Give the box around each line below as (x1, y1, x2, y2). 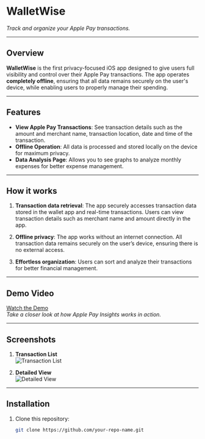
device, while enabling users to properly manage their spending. (6, 84, 168, 91)
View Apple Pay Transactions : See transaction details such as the (15, 124, 183, 131)
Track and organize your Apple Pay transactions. (6, 24, 131, 32)
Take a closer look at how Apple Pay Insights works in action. (6, 311, 162, 319)
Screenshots (6, 334, 56, 345)
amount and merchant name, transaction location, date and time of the (15, 130, 193, 137)
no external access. (15, 246, 65, 254)
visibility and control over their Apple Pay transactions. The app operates (6, 70, 190, 78)
